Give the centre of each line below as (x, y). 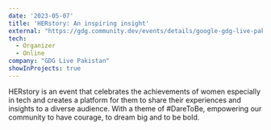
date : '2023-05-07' (41, 16)
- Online (30, 53)
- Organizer (36, 46)
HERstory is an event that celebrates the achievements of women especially (134, 91)
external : (25, 31)
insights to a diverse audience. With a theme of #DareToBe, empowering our (135, 108)
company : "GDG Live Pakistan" (59, 61)
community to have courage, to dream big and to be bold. (104, 117)
